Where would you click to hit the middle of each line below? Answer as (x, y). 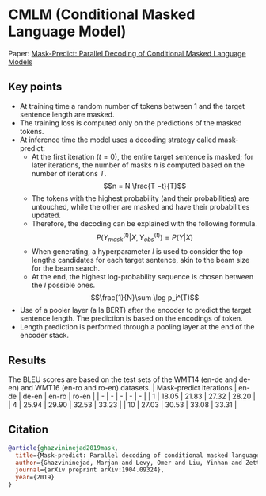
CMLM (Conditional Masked (102, 15)
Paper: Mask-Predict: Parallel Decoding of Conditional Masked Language (127, 53)
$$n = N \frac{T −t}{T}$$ (145, 186)
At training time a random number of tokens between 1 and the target (132, 106)
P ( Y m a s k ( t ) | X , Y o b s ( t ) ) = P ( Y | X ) (145, 237)
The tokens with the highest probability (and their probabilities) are (140, 198)
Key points (35, 87)
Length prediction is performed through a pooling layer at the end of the (137, 327)
